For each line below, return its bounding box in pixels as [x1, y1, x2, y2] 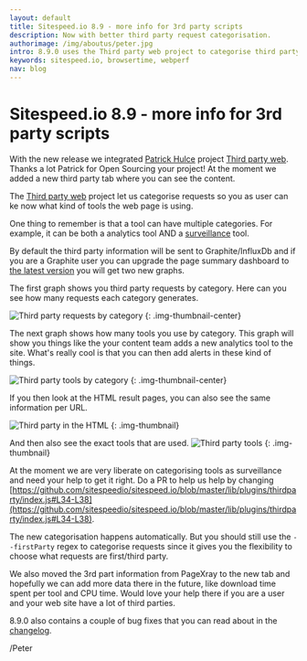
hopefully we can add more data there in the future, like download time [9, 578, 277, 589]
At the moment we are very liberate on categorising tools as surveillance [9, 464, 282, 475]
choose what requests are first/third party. [9, 550, 169, 561]
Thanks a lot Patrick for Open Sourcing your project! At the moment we [9, 163, 277, 174]
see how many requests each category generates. [9, 292, 199, 303]
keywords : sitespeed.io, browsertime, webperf [9, 56, 190, 65]
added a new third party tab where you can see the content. [9, 173, 236, 184]
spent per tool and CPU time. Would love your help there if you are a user [9, 587, 285, 599]
